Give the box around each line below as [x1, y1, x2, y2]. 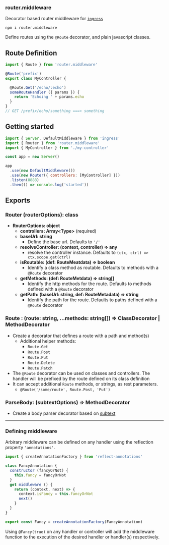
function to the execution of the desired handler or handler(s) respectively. [5, 534, 160, 540]
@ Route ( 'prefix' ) [5, 71, 42, 76]
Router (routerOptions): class [5, 211, 79, 218]
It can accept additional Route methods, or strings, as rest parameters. [12, 380, 158, 387]
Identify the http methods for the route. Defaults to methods [27, 281, 152, 287]
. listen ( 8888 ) [10, 177, 39, 183]
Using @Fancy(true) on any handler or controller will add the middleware [5, 528, 155, 534]
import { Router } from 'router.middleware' [5, 140, 100, 145]
